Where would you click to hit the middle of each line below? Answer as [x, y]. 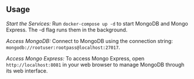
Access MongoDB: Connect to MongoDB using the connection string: [90, 41]
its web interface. [27, 71]
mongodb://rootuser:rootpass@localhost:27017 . [63, 47]
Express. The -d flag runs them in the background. [67, 30]
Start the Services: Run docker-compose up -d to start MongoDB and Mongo [97, 23]
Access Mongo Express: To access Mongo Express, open [75, 58]
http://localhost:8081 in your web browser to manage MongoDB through [95, 64]
